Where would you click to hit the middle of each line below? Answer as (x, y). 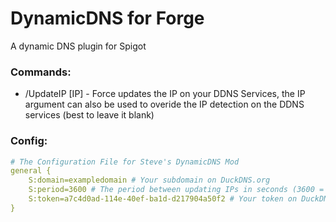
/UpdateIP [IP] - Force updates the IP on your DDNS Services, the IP (165, 94)
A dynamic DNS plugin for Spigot (78, 46)
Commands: (41, 72)
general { (31, 171)
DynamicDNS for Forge (107, 18)
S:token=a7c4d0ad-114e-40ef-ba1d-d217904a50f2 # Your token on (163, 199)
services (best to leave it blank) (89, 115)
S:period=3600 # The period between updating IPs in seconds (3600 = (176, 190)
